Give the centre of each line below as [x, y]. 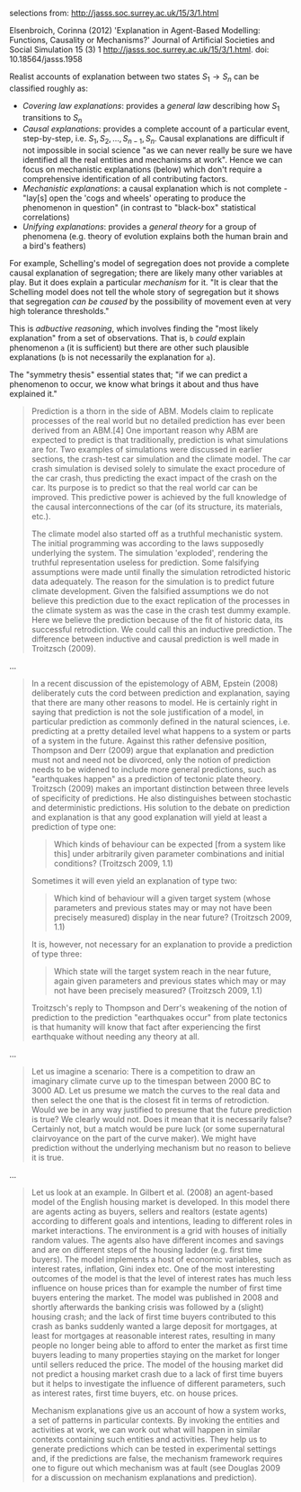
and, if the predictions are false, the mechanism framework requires [157, 1459]
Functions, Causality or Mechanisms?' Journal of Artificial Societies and [142, 40]
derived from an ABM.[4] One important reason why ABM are [145, 430]
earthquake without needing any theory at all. [115, 1037]
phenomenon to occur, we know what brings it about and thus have [134, 384]
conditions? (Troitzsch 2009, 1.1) [113, 864]
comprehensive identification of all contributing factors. [125, 179]
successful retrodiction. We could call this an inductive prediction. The [162, 630]
